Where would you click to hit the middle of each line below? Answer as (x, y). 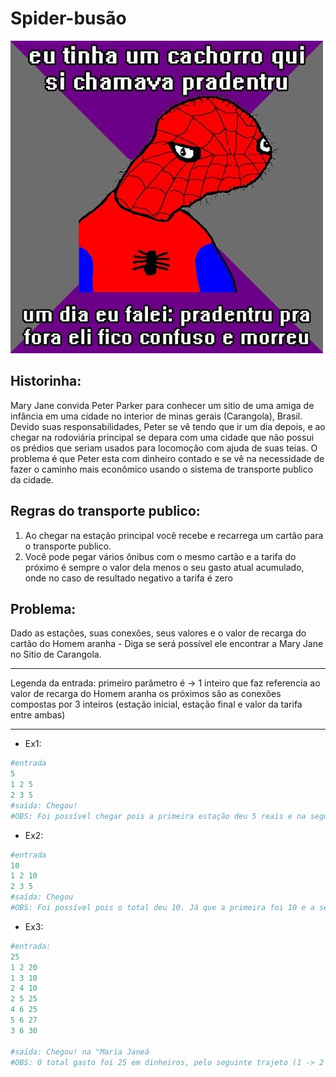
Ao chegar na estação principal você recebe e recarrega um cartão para (174, 535)
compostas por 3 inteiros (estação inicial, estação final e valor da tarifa (156, 704)
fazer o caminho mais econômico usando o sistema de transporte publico (162, 469)
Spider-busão (68, 18)
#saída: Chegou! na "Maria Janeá (80, 1052)
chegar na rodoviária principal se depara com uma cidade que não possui (162, 437)
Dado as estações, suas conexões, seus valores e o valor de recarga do (158, 633)
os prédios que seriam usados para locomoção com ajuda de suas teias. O (164, 448)
